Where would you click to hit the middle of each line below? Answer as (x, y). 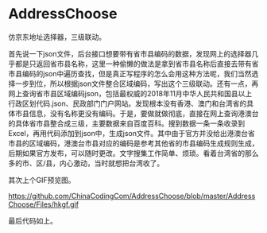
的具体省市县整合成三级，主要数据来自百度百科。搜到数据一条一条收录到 (126, 123)
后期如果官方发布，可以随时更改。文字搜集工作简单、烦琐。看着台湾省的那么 (133, 153)
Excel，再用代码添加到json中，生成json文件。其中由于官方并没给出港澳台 (128, 133)
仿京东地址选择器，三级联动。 (57, 37)
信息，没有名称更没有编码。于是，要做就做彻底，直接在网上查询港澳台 (144, 113)
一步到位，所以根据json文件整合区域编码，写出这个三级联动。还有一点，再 (137, 83)
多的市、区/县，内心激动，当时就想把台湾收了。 (86, 163)
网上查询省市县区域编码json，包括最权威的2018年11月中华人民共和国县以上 (130, 93)
